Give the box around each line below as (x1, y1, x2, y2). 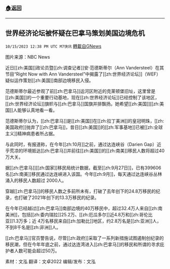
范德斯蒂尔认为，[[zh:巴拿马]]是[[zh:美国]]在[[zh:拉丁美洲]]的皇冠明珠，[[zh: (5, 118, 164, 124)
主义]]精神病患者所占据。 (5, 131, 58, 137)
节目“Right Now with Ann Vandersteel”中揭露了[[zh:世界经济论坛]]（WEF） (5, 71, 161, 77)
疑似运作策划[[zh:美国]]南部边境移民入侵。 (5, 78, 94, 84)
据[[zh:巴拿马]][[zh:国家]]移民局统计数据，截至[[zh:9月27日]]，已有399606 (5, 165, 161, 171)
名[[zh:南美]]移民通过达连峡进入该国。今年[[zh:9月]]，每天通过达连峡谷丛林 (5, 171, 162, 177)
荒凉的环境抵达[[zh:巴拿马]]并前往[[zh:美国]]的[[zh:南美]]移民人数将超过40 (9, 148, 165, 154)
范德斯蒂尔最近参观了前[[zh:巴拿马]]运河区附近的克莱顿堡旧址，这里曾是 (5, 88, 156, 94)
